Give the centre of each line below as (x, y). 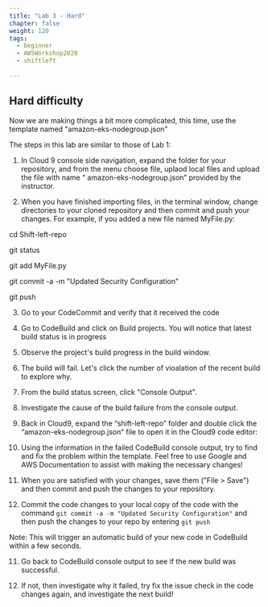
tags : (18, 38)
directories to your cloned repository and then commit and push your (135, 210)
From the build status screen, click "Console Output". (109, 392)
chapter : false (35, 23)
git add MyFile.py (38, 265)
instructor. (38, 185)
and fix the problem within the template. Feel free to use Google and (134, 455)
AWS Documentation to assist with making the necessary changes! (132, 464)
